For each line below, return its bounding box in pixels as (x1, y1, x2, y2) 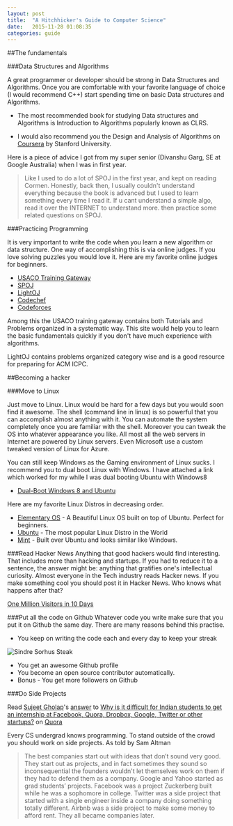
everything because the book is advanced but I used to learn (24, 189, 199, 197)
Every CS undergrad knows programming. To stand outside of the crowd (7, 731, 216, 740)
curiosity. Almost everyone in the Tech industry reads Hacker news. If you (7, 572, 219, 580)
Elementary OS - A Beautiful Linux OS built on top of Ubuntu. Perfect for (17, 513, 224, 522)
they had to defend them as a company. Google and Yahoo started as (24, 774, 224, 783)
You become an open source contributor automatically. (17, 669, 175, 677)
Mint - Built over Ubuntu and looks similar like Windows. (17, 536, 178, 544)
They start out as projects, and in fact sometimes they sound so (24, 760, 207, 768)
